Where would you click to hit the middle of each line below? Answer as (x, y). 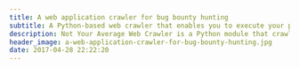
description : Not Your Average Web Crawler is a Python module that (139, 34)
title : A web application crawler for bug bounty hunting (119, 17)
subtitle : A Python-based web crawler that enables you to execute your (147, 26)
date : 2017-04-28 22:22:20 (59, 50)
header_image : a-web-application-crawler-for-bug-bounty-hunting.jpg (141, 42)
